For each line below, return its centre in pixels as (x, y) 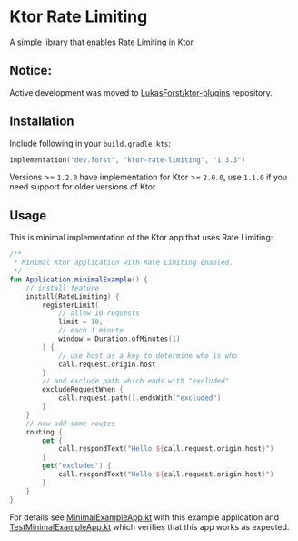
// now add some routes (71, 424)
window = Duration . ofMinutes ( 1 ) (119, 339)
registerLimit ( (71, 305)
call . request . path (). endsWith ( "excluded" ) (139, 398)
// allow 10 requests (99, 313)
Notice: (31, 71)
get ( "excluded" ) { (77, 466)
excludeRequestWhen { (83, 390)
